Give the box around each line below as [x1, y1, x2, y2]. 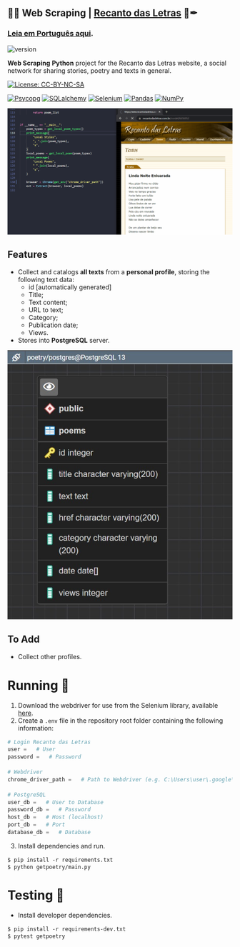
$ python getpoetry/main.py [7, 863, 91, 871]
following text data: [17, 275, 75, 284]
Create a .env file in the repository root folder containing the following [17, 716, 224, 725]
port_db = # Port [7, 821, 66, 828]
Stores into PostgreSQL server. [17, 336, 110, 344]
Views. [28, 328, 49, 336]
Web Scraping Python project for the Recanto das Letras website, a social [7, 59, 227, 67]
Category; [28, 313, 59, 321]
